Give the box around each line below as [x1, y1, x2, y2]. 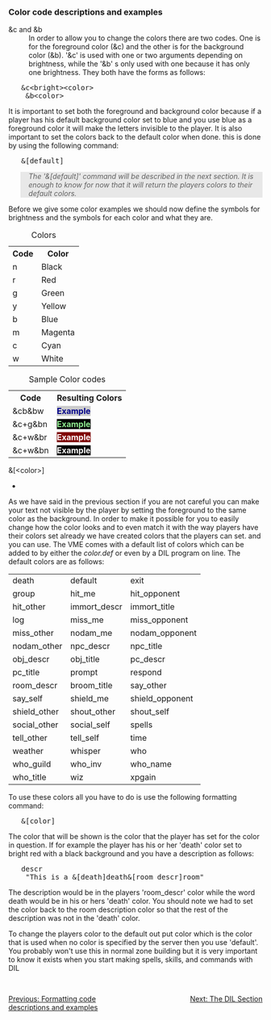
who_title [12, 771, 47, 783]
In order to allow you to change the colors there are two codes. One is [28, 33, 261, 43]
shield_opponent [130, 693, 194, 704]
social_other [12, 719, 59, 730]
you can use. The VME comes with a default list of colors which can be [8, 540, 244, 550]
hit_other [12, 601, 46, 612]
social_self [69, 719, 110, 730]
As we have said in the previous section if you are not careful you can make [8, 497, 260, 507]
